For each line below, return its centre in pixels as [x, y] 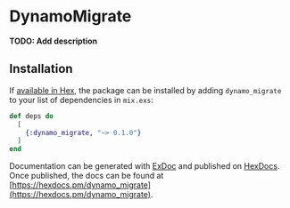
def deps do [31, 116]
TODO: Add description [54, 41]
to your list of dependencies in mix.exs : [81, 100]
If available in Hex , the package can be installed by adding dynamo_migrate [145, 90]
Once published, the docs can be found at [87, 176]
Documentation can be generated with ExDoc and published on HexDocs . [145, 166]
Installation [41, 69]
